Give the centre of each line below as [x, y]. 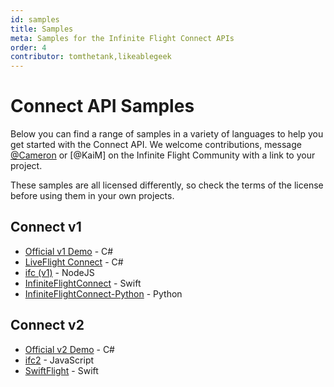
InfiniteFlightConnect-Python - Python [103, 293]
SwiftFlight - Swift [61, 370]
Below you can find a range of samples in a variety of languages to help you [167, 134]
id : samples [35, 19]
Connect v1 [46, 227]
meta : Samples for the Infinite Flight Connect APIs [122, 38]
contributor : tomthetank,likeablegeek [91, 57]
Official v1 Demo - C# [69, 251]
